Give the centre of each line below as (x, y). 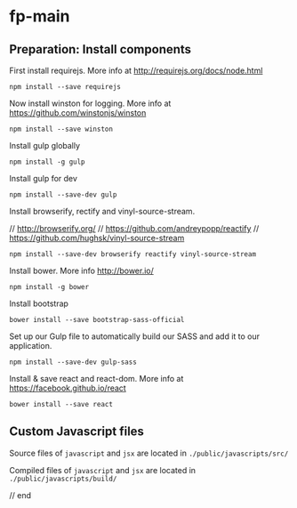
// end (20, 495)
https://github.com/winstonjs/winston (78, 113)
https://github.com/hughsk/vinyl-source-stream (97, 238)
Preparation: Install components (100, 49)
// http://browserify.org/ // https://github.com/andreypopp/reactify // (134, 228)
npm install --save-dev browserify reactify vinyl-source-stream (132, 254)
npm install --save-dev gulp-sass (73, 362)
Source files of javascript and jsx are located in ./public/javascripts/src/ (149, 453)
